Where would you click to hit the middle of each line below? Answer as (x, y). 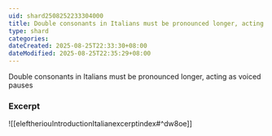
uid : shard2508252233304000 (56, 16)
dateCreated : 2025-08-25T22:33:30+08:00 (78, 46)
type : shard (29, 31)
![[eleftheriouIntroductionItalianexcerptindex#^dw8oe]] (101, 124)
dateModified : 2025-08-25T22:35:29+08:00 (80, 53)
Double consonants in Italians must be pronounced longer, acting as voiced (135, 76)
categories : (29, 38)
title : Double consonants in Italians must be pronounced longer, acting (136, 23)
